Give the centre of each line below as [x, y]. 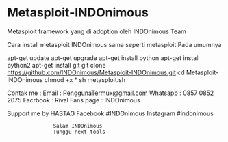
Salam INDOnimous [78, 126]
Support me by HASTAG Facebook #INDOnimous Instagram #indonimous [110, 113]
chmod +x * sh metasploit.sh [85, 79]
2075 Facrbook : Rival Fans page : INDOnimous [74, 100]
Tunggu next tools [79, 132]
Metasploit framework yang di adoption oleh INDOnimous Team [97, 31]
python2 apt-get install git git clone [56, 65]
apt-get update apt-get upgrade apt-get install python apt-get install [103, 58]
